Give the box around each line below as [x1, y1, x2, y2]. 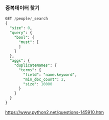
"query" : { [9, 30, 32, 35]
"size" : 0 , [9, 26, 32, 31]
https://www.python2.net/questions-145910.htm [5, 109, 104, 115]
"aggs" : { [9, 58, 30, 63]
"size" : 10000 [23, 81, 52, 86]
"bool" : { [14, 35, 35, 40]
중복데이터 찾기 [5, 4, 40, 11]
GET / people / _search [5, 16, 48, 21]
